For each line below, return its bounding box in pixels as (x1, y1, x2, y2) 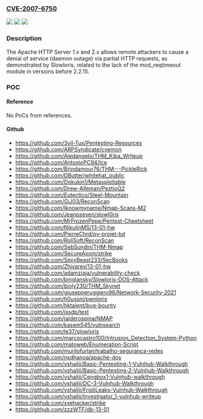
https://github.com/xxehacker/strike (15, 399, 106, 406)
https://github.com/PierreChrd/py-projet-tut (15, 230, 125, 237)
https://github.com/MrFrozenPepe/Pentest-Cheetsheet (15, 217, 154, 224)
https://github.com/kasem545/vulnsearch (15, 321, 120, 328)
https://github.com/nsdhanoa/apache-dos (15, 354, 122, 361)
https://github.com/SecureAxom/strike (15, 250, 112, 257)
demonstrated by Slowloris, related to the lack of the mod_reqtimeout (6, 61, 182, 69)
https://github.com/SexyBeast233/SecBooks (15, 256, 128, 264)
